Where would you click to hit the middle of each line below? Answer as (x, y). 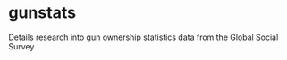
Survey (21, 46)
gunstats (42, 13)
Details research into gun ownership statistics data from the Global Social (143, 37)
